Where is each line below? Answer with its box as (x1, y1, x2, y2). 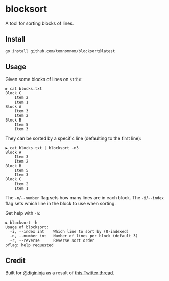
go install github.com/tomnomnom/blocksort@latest (5, 48, 115, 54)
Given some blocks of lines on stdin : (5, 76, 83, 82)
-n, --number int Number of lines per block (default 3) (10, 233, 138, 238)
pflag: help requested (5, 242, 54, 248)
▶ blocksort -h (5, 220, 38, 225)
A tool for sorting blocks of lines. (5, 20, 74, 26)
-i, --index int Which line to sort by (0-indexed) (10, 229, 129, 234)
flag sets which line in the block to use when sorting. (5, 200, 116, 206)
